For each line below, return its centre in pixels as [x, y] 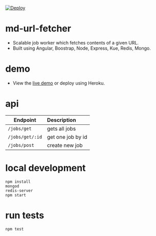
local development [46, 168]
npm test [15, 229]
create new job [65, 145]
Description [61, 120]
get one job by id [67, 137]
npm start [16, 195]
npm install [18, 182]
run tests [25, 215]
